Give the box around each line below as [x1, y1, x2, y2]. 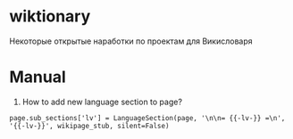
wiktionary [9, 6, 91, 27]
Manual [9, 67, 67, 87]
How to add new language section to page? [21, 96, 183, 107]
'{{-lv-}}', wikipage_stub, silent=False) [9, 121, 170, 130]
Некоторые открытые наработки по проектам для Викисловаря [9, 36, 253, 46]
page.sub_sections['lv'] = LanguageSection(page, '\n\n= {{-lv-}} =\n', [9, 113, 286, 122]
